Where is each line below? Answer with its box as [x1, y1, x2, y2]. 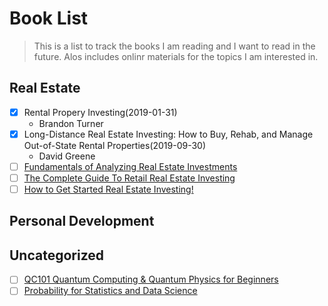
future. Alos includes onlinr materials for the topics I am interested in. [33, 50, 319, 62]
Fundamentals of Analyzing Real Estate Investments [23, 160, 238, 172]
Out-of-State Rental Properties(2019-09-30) [23, 139, 207, 151]
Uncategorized [9, 247, 105, 264]
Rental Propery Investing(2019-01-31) [23, 106, 178, 118]
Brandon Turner [38, 117, 104, 129]
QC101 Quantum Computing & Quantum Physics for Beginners [23, 273, 279, 286]
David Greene [38, 150, 96, 162]
